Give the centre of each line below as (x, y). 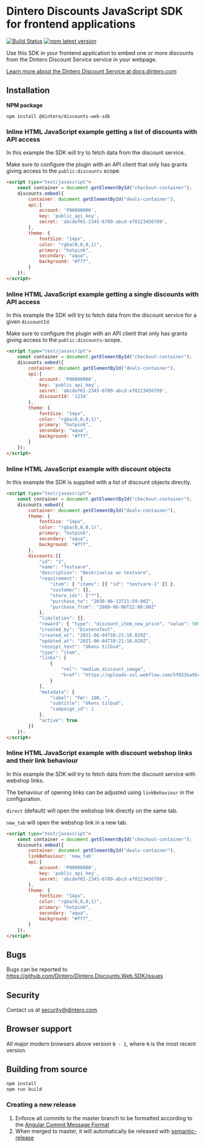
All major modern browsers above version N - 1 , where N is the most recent (101, 1044)
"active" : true (58, 721)
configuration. (24, 798)
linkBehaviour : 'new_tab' (61, 856)
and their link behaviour (42, 761)
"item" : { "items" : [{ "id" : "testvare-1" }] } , (113, 584)
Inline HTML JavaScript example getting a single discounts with (103, 294)
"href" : (70, 675)
